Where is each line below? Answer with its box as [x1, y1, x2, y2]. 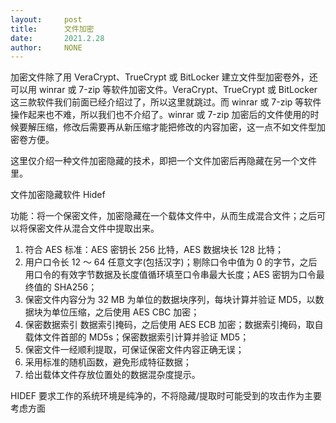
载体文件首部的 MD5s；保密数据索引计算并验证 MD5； [24, 331, 250, 343]
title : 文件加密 [10, 24, 95, 34]
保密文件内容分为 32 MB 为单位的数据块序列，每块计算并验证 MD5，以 [24, 294, 316, 306]
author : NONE [10, 42, 83, 53]
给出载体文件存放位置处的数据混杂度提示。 [24, 369, 201, 381]
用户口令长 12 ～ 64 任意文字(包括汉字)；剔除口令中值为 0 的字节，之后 [24, 256, 318, 268]
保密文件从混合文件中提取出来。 [27, 222, 160, 235]
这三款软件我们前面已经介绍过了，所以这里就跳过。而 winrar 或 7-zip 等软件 [10, 96, 322, 108]
